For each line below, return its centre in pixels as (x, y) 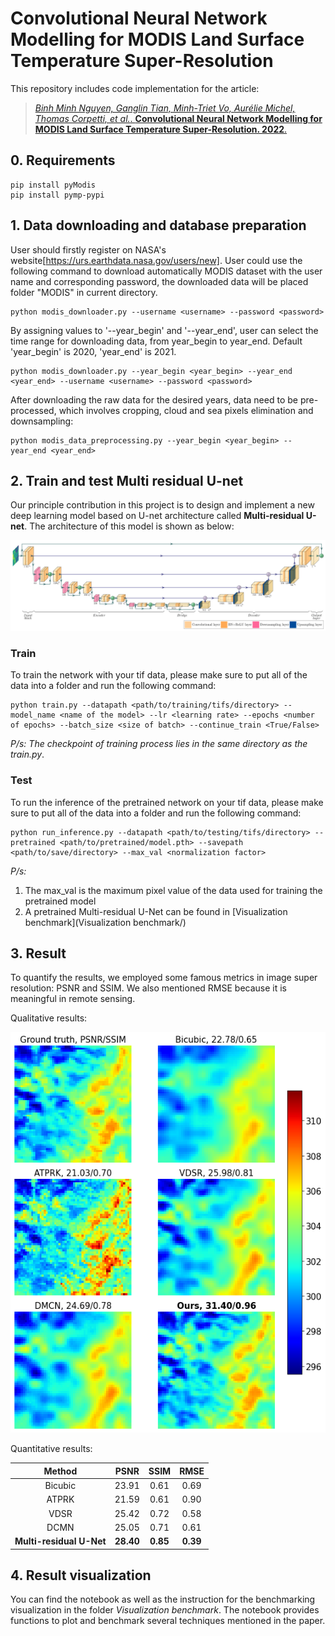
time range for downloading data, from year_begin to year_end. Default (156, 341)
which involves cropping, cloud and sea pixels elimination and (186, 410)
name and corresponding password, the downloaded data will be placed (159, 281)
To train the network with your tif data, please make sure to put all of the (159, 675)
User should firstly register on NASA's (88, 249)
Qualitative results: (49, 1018)
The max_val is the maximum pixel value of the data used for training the (173, 890)
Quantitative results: (51, 1449)
